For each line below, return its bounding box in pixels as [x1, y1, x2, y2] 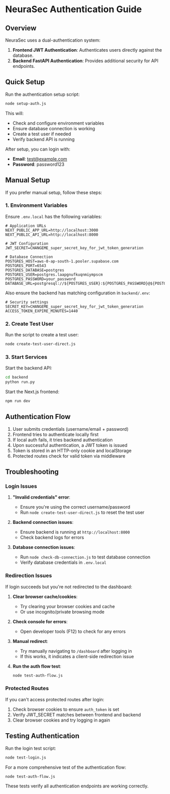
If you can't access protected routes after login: [5, 696, 105, 702]
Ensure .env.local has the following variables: [5, 213, 102, 219]
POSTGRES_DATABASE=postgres [5, 268, 65, 273]
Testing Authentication [5, 732, 79, 740]
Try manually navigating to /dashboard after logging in [20, 648, 133, 654]
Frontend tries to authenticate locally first [12, 431, 99, 437]
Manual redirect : [12, 638, 49, 644]
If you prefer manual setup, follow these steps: [5, 189, 102, 196]
